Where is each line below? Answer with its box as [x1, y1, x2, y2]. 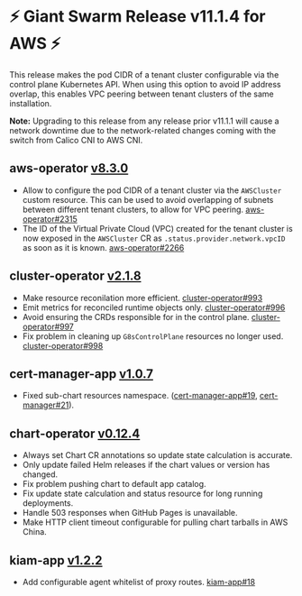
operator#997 [22, 321, 75, 332]
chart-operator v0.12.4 [9, 426, 141, 441]
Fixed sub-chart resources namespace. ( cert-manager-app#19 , [22, 390, 259, 401]
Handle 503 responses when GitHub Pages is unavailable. [22, 508, 238, 518]
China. [22, 527, 47, 537]
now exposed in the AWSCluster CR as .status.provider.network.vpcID [22, 233, 286, 243]
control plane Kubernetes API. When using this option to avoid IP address [9, 78, 281, 89]
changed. [22, 469, 59, 480]
